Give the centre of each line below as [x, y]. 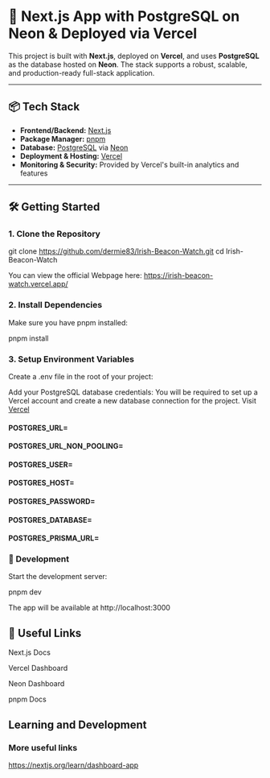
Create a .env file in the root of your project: [81, 377]
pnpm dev [25, 592]
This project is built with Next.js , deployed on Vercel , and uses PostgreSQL [134, 56]
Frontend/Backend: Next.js [65, 130]
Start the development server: [58, 577]
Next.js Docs [29, 652]
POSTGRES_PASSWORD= [52, 501]
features [34, 173]
